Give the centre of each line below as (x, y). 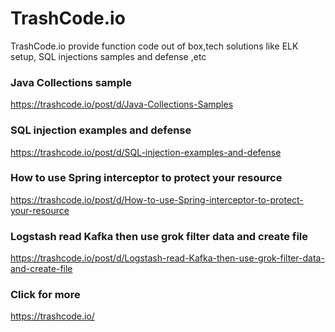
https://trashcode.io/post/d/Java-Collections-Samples (122, 104)
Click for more (45, 295)
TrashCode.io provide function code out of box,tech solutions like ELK (154, 46)
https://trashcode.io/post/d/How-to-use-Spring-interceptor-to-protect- (157, 199)
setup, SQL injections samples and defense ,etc (108, 56)
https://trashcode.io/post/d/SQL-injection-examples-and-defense (146, 152)
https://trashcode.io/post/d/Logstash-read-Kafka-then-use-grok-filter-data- (167, 258)
